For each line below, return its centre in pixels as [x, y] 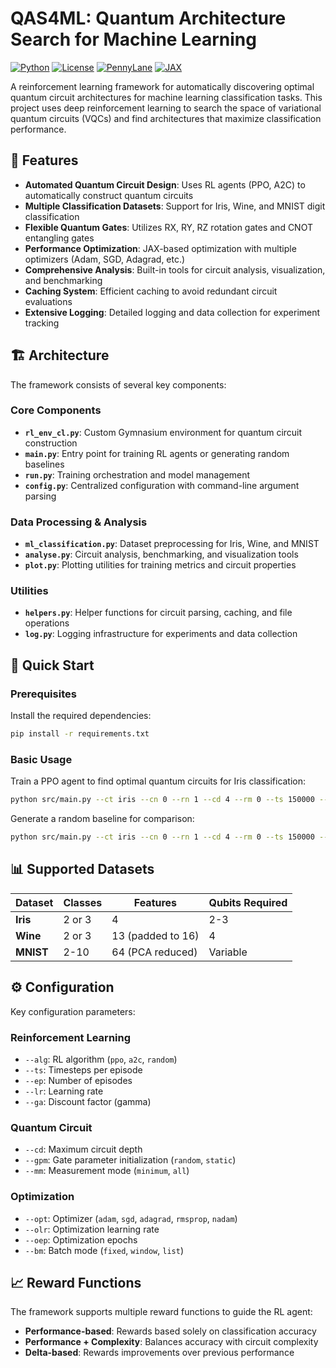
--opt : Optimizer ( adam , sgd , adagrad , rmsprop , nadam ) [131, 1218]
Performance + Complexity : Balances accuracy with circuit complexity [171, 1342]
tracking [42, 323]
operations [47, 623]
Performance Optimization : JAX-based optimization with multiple [160, 248]
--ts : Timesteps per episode [83, 1069]
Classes [83, 902]
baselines [44, 464]
